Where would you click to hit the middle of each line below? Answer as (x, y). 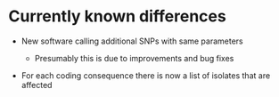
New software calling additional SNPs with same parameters (132, 41)
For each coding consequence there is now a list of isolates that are (146, 75)
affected (37, 85)
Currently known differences (117, 16)
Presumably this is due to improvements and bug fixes (134, 58)
